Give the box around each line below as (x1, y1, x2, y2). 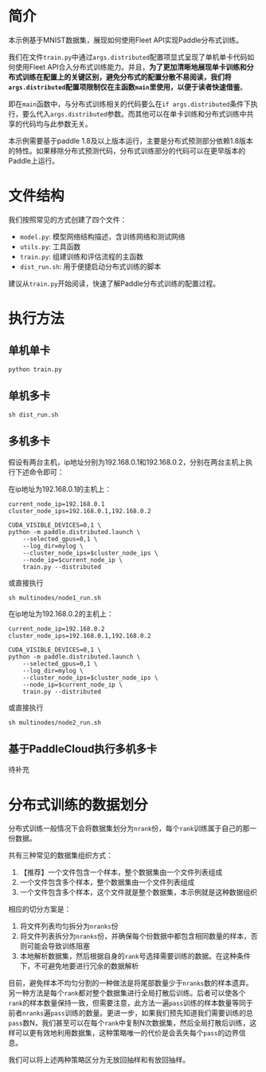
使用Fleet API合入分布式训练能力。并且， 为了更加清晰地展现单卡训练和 (14, 61, 247, 72)
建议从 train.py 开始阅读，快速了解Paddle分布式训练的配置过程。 (8, 279, 221, 288)
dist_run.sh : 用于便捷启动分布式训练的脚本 (19, 261, 162, 271)
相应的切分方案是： (8, 904, 72, 914)
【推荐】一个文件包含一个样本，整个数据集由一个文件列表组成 (19, 868, 223, 877)
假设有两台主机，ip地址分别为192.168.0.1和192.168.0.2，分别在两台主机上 (8, 457, 246, 467)
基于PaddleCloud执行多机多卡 (8, 742, 158, 755)
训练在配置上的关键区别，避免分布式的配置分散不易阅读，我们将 (22, 72, 232, 81)
